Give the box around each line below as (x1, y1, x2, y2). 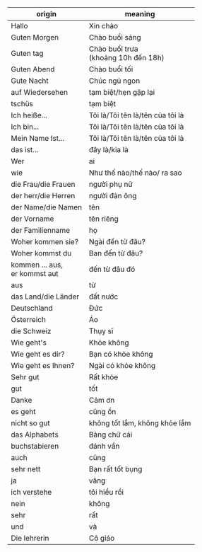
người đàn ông (88, 191, 137, 200)
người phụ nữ (88, 180, 133, 189)
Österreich (11, 315, 46, 324)
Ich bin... (11, 122, 40, 132)
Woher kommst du (11, 248, 72, 258)
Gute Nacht (11, 76, 49, 86)
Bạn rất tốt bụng (88, 464, 143, 473)
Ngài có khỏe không (88, 361, 156, 370)
